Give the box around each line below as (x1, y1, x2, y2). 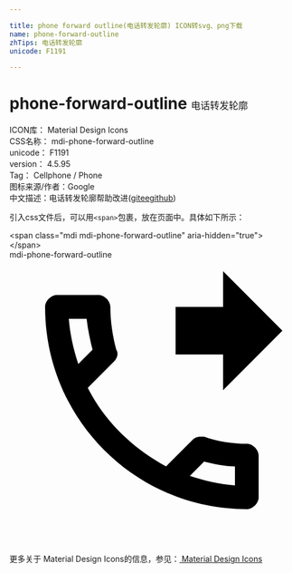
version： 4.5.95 (9, 159, 71, 170)
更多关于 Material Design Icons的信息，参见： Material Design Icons (9, 554, 263, 565)
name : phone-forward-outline (9, 29, 119, 39)
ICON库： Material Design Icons (9, 124, 128, 136)
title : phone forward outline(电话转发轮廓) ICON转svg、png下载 (9, 21, 243, 30)
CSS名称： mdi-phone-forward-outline (9, 136, 155, 147)
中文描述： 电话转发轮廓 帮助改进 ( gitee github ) (9, 192, 176, 204)
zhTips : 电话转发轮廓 (9, 38, 83, 47)
